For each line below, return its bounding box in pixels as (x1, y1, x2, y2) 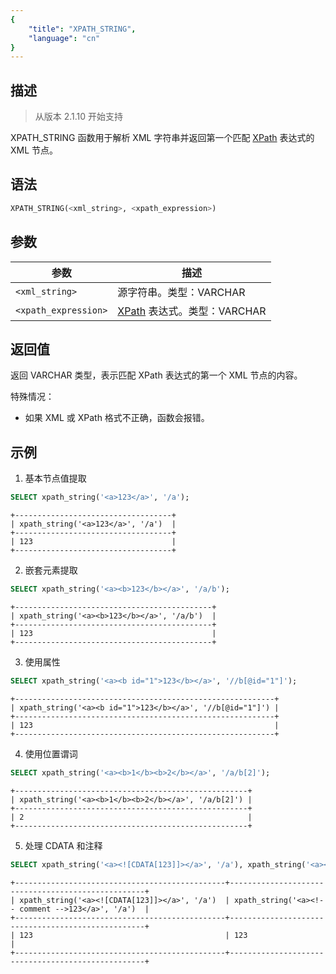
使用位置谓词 (24, 747, 78, 760)
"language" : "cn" (28, 33, 101, 43)
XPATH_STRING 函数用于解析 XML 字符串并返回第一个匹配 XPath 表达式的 (10, 132, 315, 144)
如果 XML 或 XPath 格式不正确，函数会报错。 (24, 412, 210, 424)
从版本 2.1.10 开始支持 (34, 111, 124, 123)
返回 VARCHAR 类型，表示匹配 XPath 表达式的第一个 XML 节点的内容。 (10, 369, 303, 381)
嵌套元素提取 (24, 564, 78, 576)
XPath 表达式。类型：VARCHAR (117, 304, 267, 318)
